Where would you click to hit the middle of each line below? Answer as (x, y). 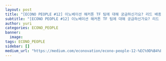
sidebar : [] (17, 46)
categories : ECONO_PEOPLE (32, 28)
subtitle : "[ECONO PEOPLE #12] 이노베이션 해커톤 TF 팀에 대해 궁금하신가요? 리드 (82, 19)
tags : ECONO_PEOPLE (25, 42)
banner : (13, 32)
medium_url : (17, 51)
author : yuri (19, 23)
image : (16, 37)
